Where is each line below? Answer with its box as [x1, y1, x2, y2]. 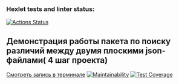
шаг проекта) [54, 55, 108, 65]
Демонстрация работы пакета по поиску [6, 36, 171, 47]
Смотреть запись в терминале [6, 71, 86, 79]
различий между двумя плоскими [6, 45, 144, 56]
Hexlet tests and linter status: [6, 5, 95, 13]
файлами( [6, 55, 47, 65]
